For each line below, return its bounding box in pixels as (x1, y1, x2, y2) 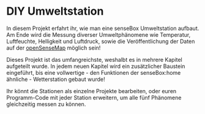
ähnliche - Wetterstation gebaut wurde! (6, 75, 105, 83)
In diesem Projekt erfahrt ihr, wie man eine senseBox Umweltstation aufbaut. (6, 25, 199, 32)
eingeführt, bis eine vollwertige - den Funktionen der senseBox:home (6, 69, 181, 76)
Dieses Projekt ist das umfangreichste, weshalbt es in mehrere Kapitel (6, 56, 182, 63)
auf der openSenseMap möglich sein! (6, 44, 101, 51)
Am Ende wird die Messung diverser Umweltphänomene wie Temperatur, (6, 31, 191, 38)
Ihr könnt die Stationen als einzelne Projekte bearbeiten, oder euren (6, 87, 177, 94)
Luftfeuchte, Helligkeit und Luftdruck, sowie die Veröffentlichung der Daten (6, 37, 195, 45)
